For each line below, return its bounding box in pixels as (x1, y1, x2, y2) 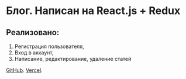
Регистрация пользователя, (14, 43, 84, 50)
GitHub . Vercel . (6, 67, 43, 74)
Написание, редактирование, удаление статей (14, 56, 132, 62)
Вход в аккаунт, (14, 49, 54, 56)
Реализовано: (6, 28, 60, 37)
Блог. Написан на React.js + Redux (6, 4, 181, 18)
